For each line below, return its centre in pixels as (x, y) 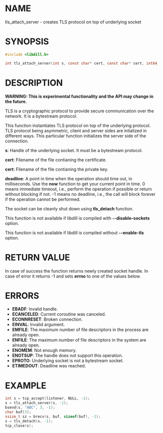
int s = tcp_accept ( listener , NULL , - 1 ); (48, 398)
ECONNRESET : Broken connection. (47, 319)
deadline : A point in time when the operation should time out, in (69, 178)
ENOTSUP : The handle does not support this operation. (67, 356)
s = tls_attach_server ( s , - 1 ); (37, 403)
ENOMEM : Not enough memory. (44, 350)
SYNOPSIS (27, 42)
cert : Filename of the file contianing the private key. (57, 169)
